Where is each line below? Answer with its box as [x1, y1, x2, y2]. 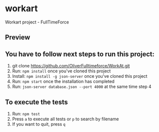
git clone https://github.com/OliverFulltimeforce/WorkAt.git [12, 63, 130, 69]
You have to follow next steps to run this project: [5, 50, 155, 58]
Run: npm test [12, 110, 40, 116]
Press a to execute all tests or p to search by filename [12, 116, 119, 122]
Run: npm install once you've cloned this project [12, 68, 111, 74]
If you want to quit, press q [12, 121, 66, 127]
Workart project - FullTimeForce [5, 19, 69, 25]
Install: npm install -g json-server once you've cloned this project [12, 73, 147, 79]
